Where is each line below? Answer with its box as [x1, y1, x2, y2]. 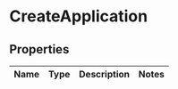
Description [79, 69, 130, 80]
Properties [9, 42, 70, 57]
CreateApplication [9, 6, 148, 27]
